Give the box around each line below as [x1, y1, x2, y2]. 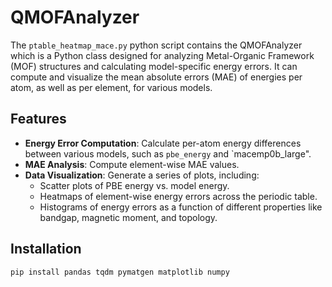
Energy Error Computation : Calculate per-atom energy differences [24, 137, 302, 149]
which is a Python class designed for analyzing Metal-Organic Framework [10, 49, 315, 61]
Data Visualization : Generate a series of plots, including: [24, 169, 260, 181]
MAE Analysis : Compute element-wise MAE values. [24, 158, 240, 170]
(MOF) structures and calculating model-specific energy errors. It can [10, 60, 298, 72]
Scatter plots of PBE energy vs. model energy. [39, 179, 230, 191]
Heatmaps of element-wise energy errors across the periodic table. [39, 190, 318, 202]
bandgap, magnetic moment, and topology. [39, 211, 218, 223]
